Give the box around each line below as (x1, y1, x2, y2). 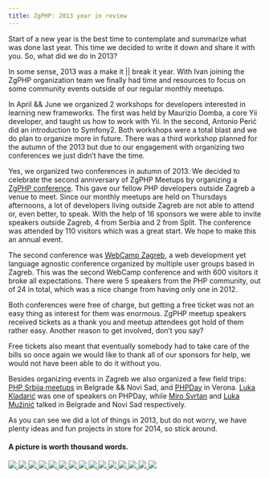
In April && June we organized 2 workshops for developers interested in (8, 99, 247, 109)
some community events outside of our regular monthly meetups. (8, 84, 225, 93)
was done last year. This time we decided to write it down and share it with (8, 42, 255, 52)
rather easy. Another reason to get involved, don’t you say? (8, 325, 204, 335)
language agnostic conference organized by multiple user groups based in (8, 258, 255, 268)
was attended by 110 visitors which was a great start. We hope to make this (8, 226, 257, 236)
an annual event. (8, 234, 63, 244)
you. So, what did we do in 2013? (8, 51, 118, 60)
